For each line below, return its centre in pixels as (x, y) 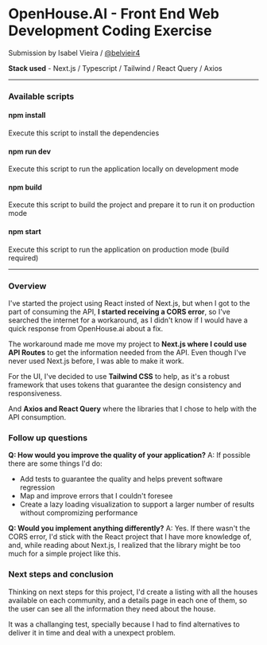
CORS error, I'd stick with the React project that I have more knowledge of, (130, 537)
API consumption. (37, 417)
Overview (27, 286)
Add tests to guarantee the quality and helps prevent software (121, 479)
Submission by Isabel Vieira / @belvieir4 (74, 53)
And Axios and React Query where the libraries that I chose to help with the (132, 408)
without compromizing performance (79, 513)
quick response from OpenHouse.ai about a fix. (86, 328)
